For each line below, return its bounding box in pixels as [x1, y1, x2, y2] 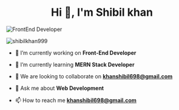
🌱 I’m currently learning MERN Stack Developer [15, 61, 135, 68]
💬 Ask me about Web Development [15, 84, 104, 92]
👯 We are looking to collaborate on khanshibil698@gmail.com [15, 72, 173, 80]
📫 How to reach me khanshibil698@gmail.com [15, 97, 137, 104]
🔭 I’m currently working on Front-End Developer [15, 49, 137, 57]
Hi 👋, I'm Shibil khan [50, 5, 154, 19]
